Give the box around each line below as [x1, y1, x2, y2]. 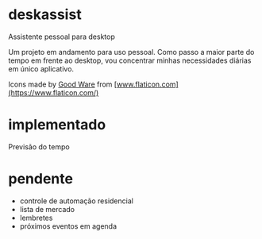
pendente [8, 170, 74, 188]
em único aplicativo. [8, 64, 74, 73]
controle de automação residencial [19, 196, 133, 206]
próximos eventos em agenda [19, 221, 118, 231]
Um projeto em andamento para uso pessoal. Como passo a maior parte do [8, 47, 255, 56]
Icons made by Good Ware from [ [8, 79, 118, 89]
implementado [8, 116, 106, 134]
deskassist [8, 6, 82, 24]
